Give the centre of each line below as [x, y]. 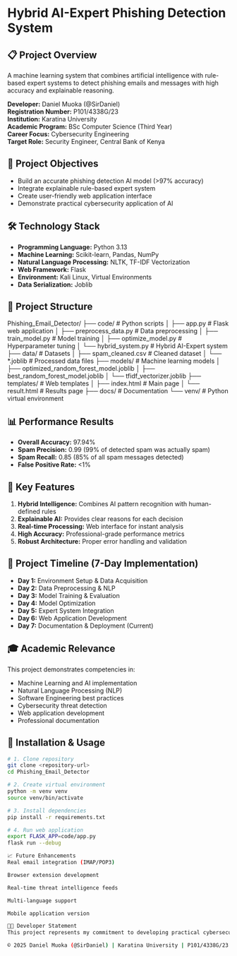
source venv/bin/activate [45, 798]
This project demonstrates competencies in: [71, 669]
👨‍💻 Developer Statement [42, 926]
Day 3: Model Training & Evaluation [68, 595]
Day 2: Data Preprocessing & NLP [67, 588]
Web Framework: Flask [52, 269]
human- [200, 504]
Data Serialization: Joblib [55, 285]
